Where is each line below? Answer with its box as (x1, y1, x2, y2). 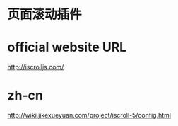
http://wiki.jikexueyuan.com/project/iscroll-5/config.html (7, 111, 172, 120)
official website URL (7, 40, 127, 55)
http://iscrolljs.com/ (7, 63, 64, 71)
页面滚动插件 (7, 6, 83, 23)
